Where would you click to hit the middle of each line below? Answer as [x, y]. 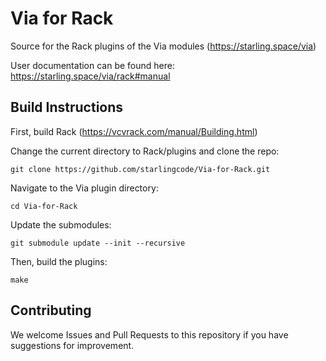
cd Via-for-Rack [44, 206]
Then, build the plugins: [59, 261]
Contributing [51, 310]
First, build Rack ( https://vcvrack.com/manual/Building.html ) [134, 131]
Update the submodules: [61, 224]
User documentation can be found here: [92, 65]
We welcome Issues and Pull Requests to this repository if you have [149, 334]
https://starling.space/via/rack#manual [90, 76]
